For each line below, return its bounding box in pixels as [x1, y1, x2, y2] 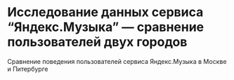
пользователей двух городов [7, 34, 188, 50]
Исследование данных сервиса [7, 4, 204, 20]
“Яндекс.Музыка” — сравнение [7, 19, 204, 35]
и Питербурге [7, 65, 48, 73]
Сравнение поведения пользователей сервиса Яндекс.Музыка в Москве [7, 57, 227, 65]
